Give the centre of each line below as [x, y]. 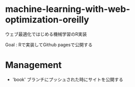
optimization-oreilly [47, 20]
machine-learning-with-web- [68, 9]
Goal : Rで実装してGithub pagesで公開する [49, 44]
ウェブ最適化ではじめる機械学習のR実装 [46, 34]
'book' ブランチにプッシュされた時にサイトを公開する [68, 79]
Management [33, 65]
